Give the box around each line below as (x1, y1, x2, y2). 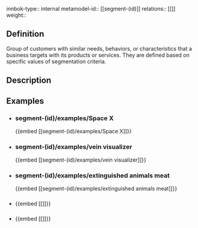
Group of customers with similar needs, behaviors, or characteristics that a (6, 45, 192, 52)
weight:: (6, 11, 27, 19)
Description (6, 75, 51, 86)
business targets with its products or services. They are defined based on (6, 51, 190, 59)
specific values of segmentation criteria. (6, 57, 107, 65)
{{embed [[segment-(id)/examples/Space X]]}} (14, 127, 132, 135)
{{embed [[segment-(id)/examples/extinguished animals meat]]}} (14, 185, 177, 192)
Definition (6, 29, 44, 39)
